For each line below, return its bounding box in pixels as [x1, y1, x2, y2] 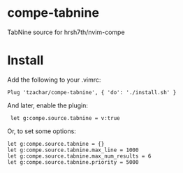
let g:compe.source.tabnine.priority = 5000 [7, 158, 139, 165]
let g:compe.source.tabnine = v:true [10, 114, 120, 121]
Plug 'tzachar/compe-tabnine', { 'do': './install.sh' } [7, 89, 177, 96]
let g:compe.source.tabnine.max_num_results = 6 [7, 152, 152, 160]
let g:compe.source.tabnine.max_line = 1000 [7, 146, 139, 153]
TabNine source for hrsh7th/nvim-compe [7, 28, 125, 36]
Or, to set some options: [7, 127, 77, 135]
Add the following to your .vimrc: [7, 75, 101, 84]
